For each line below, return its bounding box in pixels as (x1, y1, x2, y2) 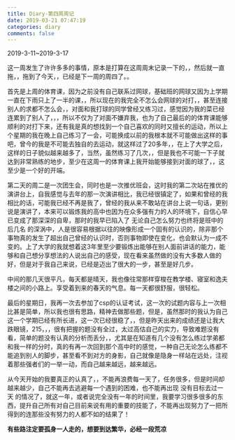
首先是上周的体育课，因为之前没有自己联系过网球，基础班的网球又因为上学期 (7, 87, 228, 95)
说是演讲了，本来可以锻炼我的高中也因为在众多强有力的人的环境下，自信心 (7, 208, 222, 216)
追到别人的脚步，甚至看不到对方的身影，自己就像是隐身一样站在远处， (13, 352, 215, 360)
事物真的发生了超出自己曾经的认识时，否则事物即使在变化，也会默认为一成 (7, 234, 222, 242)
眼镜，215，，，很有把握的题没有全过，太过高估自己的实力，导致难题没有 (13, 325, 220, 333)
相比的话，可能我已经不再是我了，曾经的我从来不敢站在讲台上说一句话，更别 (7, 199, 228, 207)
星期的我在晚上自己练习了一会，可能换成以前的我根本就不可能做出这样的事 (13, 131, 228, 140)
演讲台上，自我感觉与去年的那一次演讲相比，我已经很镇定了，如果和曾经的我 (7, 190, 228, 199)
